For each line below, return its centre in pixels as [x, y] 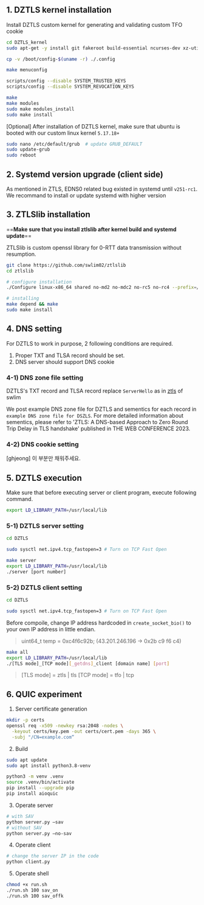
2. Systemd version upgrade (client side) [85, 174]
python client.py [28, 862]
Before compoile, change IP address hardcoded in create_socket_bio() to [99, 623]
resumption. [21, 254]
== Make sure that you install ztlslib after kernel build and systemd [91, 229]
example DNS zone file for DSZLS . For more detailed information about [95, 416]
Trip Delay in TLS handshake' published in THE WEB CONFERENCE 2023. [98, 428]
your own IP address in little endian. [51, 629]
